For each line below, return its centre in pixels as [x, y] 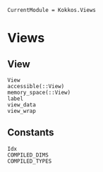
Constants [31, 133]
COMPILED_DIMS [28, 155]
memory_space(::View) [39, 92]
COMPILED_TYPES [30, 161]
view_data [22, 105]
